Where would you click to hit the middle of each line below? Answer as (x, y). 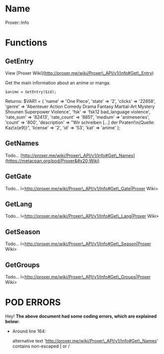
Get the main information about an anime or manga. (58, 82)
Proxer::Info (17, 22)
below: (12, 321)
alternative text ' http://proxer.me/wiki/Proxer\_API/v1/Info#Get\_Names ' (85, 341)
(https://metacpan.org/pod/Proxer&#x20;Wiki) (52, 161)
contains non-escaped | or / (41, 346)
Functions (26, 43)
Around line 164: (29, 331)
